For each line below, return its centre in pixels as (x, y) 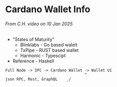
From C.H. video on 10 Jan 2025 (39, 23)
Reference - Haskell (33, 61)
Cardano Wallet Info (48, 9)
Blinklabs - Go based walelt (49, 45)
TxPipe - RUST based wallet (49, 50)
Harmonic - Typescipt (43, 56)
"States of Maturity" (33, 40)
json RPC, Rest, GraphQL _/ (38, 79)
